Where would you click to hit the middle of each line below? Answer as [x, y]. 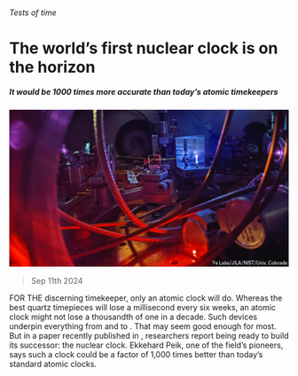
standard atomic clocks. [53, 364]
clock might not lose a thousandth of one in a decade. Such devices [133, 317]
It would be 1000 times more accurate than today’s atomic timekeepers [144, 92]
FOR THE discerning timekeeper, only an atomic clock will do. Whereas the [146, 298]
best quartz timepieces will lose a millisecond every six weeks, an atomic [143, 308]
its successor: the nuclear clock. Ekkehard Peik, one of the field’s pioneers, [146, 345]
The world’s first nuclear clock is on [144, 48]
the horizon [52, 67]
